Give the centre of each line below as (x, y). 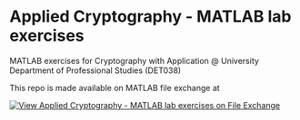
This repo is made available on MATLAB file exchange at (115, 88)
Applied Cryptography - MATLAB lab (150, 17)
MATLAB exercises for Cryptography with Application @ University (134, 60)
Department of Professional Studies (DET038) (95, 70)
